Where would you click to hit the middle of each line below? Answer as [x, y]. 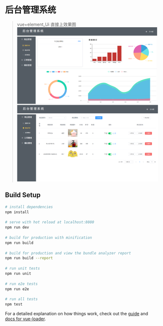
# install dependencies [29, 207]
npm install [17, 212]
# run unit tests [23, 269]
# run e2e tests [21, 284]
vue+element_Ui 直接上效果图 [46, 24]
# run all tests [21, 299]
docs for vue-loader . [25, 319]
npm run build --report [29, 258]
